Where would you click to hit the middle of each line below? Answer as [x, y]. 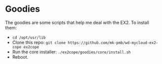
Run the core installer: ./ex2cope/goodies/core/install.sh [71, 52]
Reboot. [20, 57]
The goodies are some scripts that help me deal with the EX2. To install [77, 22]
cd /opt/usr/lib [29, 38]
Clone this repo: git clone [39, 42]
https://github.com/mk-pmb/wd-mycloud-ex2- [113, 43]
